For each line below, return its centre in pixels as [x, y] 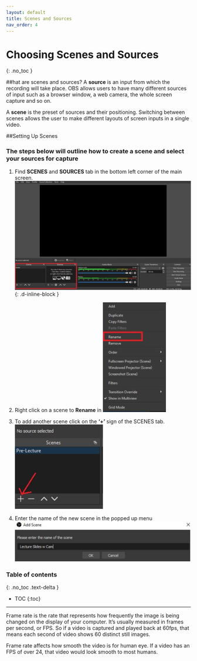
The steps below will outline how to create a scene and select [95, 151]
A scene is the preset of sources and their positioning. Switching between [96, 112]
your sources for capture [42, 158]
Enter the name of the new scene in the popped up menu [83, 518]
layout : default [26, 12]
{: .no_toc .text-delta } [33, 587]
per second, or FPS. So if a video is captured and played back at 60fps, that [98, 628]
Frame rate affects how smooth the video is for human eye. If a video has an [98, 645]
